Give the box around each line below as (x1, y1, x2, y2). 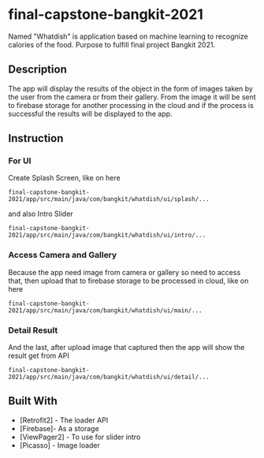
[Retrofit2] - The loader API (19, 415, 109, 425)
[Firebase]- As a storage (19, 423, 100, 433)
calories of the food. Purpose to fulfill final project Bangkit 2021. (8, 39, 215, 49)
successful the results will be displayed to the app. (8, 109, 173, 118)
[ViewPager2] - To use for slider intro (19, 432, 141, 441)
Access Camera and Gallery (8, 250, 117, 261)
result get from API (8, 351, 69, 360)
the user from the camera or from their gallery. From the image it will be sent (8, 92, 256, 102)
